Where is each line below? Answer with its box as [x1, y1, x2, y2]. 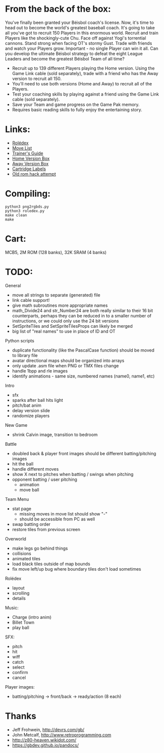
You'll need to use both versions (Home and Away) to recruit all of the [12, 80, 152, 86]
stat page [12, 506, 32, 512]
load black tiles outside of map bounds [12, 561, 90, 567]
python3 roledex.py [5, 208, 45, 213]
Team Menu [5, 496, 29, 502]
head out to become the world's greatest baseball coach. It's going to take [5, 24, 155, 30]
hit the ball [12, 461, 34, 467]
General [5, 282, 21, 288]
